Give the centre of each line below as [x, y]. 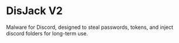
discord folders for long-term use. [47, 33]
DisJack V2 [34, 11]
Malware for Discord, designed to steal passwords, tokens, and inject [90, 27]
